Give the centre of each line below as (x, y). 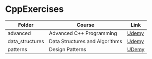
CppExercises (35, 9)
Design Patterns (68, 49)
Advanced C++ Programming (83, 33)
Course (86, 25)
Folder (26, 25)
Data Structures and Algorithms (86, 41)
